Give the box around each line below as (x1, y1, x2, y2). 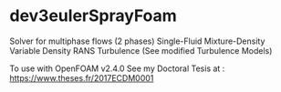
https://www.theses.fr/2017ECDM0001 (9, 72, 154, 83)
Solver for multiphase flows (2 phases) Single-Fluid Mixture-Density (9, 36, 265, 46)
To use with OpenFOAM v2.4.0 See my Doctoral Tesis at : (9, 63, 225, 74)
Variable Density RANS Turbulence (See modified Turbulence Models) (9, 45, 273, 56)
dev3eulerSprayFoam (9, 5, 178, 26)
